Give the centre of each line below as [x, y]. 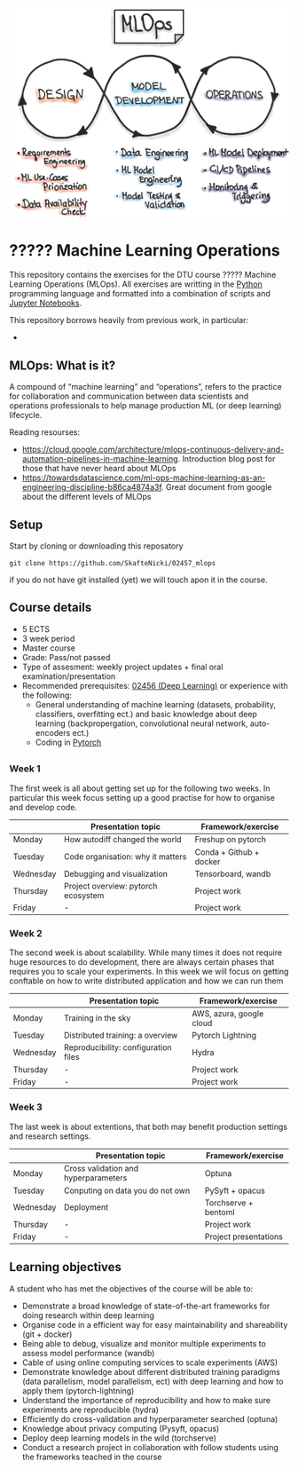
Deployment [86, 1207]
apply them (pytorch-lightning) [78, 1390]
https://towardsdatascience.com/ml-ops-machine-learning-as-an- [144, 478]
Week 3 [26, 1107]
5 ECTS [36, 628]
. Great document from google [216, 487]
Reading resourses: [45, 432]
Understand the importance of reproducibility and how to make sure [146, 1400]
